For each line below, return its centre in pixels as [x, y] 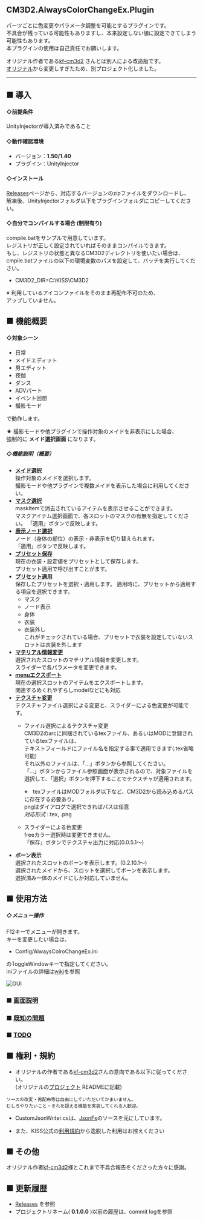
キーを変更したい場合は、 [38, 939]
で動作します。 [25, 418]
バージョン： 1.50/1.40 [43, 156]
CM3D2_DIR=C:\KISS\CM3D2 [52, 281]
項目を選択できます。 [47, 591]
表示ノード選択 [34, 531]
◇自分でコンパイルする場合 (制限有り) [54, 223]
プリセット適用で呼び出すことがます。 [63, 568]
